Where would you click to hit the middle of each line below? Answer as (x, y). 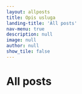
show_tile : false (28, 52)
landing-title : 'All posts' (42, 23)
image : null (21, 40)
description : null (29, 35)
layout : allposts (28, 12)
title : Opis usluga (31, 18)
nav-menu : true (26, 29)
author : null (23, 46)
